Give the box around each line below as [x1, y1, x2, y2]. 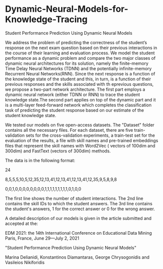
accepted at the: [5, 220, 38, 226]
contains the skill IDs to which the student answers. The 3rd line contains [5, 200, 153, 206]
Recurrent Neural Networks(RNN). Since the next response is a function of [5, 71, 156, 76]
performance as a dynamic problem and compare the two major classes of [5, 55, 156, 61]
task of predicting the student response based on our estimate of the [5, 107, 144, 113]
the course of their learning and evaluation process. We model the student [5, 50, 155, 56]
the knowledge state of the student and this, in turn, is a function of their [5, 76, 151, 82]
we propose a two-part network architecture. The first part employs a [5, 86, 145, 92]
